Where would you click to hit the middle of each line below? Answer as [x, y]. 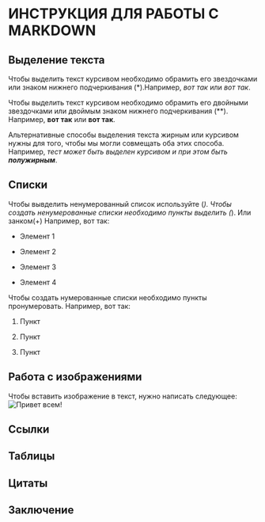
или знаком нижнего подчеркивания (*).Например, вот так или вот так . [129, 87]
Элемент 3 [38, 267]
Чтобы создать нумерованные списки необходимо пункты [108, 297]
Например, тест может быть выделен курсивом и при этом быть [118, 152]
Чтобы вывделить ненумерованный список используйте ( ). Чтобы [120, 204]
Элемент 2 [38, 251]
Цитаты [28, 483]
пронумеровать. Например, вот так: [69, 306]
